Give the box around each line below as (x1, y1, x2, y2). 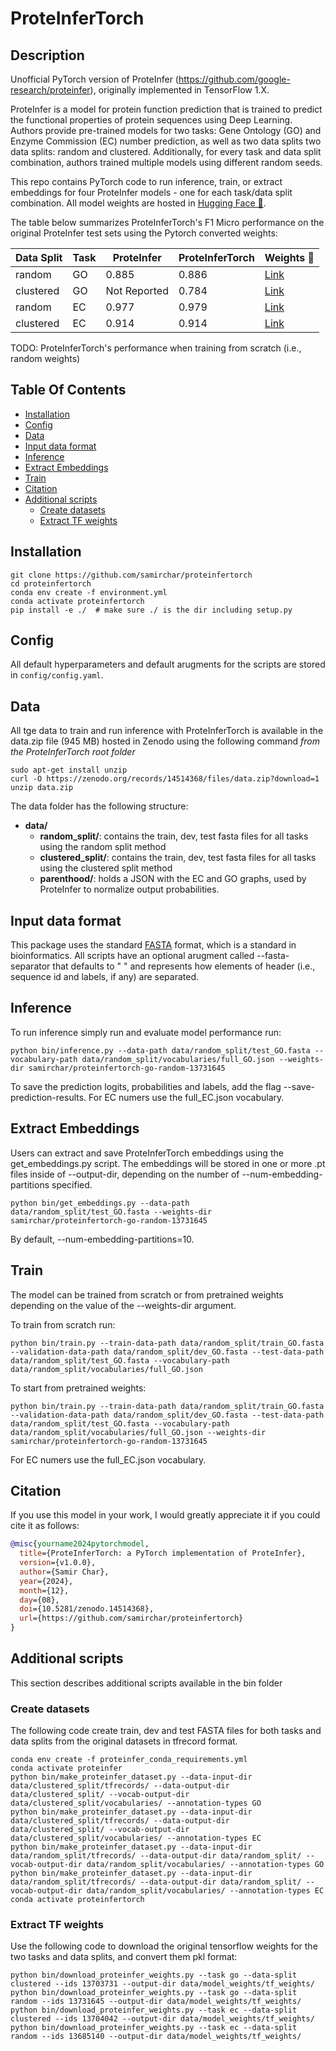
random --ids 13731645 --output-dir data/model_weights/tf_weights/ (10, 1997, 302, 2007)
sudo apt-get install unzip (10, 765, 128, 776)
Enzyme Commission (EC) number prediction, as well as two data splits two (10, 135, 322, 147)
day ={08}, (19, 1595, 60, 1605)
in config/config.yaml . (10, 669, 104, 681)
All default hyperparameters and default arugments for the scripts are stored (10, 658, 326, 671)
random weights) (10, 353, 81, 364)
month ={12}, (19, 1585, 70, 1596)
